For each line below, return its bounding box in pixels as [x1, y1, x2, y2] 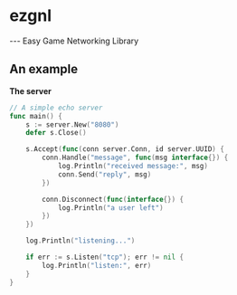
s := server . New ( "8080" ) [25, 119, 119, 129]
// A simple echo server [9, 103, 103, 112]
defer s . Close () [25, 128, 88, 138]
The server [9, 85, 52, 96]
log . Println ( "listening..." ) [25, 236, 136, 245]
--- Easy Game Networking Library [9, 35, 139, 46]
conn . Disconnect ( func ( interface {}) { [42, 195, 184, 204]
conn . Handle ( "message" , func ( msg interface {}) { [42, 153, 229, 163]
